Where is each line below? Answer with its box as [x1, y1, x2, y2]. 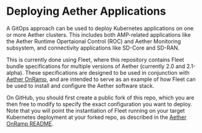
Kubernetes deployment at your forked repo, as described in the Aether [6, 113, 187, 121]
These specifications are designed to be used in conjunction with [25, 69, 190, 76]
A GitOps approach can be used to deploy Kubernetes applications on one [6, 25, 194, 32]
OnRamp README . [6, 120, 54, 127]
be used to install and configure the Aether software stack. [6, 82, 155, 89]
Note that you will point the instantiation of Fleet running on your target [6, 107, 185, 114]
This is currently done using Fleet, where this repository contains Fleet [6, 56, 184, 63]
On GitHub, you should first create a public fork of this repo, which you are [6, 94, 195, 101]
